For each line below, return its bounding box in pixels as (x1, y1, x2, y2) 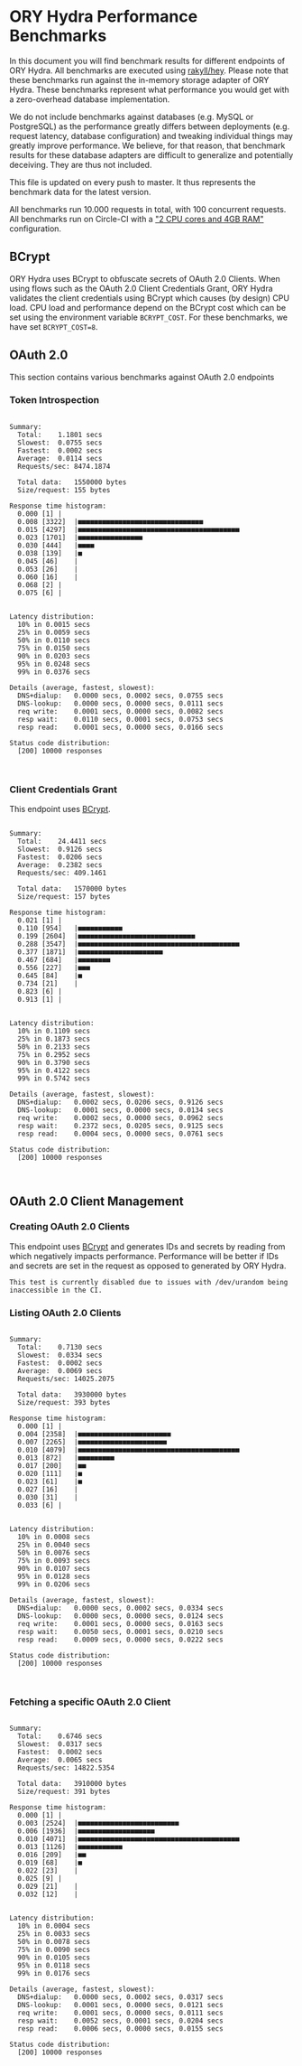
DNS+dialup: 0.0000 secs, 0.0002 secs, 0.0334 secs (17, 1603, 224, 1613)
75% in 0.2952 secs (17, 1051, 91, 1060)
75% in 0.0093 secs (17, 1557, 91, 1566)
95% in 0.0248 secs (17, 659, 91, 668)
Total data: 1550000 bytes (17, 477, 127, 487)
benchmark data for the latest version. (9, 186, 151, 197)
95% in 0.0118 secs (17, 1961, 91, 1970)
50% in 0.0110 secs (17, 635, 91, 645)
